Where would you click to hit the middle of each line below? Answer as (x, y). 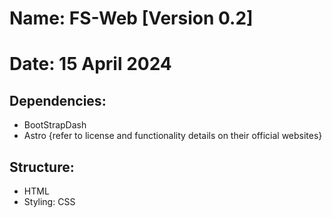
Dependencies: (58, 100)
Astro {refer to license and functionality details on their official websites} (173, 136)
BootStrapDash (55, 125)
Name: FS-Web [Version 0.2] (131, 18)
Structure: (42, 167)
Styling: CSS (49, 201)
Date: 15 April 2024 (90, 64)
